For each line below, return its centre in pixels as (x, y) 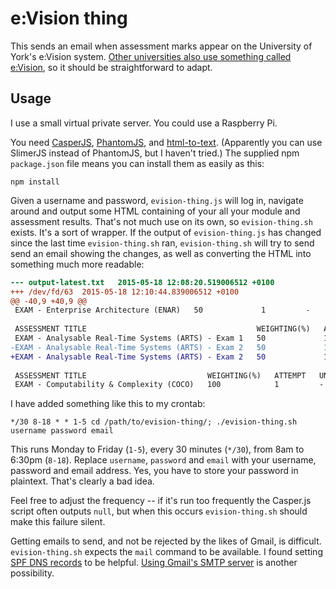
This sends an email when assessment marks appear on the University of (161, 46)
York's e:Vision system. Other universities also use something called (151, 56)
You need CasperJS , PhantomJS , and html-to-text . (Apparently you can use (166, 142)
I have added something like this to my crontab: (108, 404)
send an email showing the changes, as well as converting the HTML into (161, 253)
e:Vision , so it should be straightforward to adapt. (111, 67)
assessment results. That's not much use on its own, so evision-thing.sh (161, 221)
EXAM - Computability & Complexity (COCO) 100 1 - (169, 385)
